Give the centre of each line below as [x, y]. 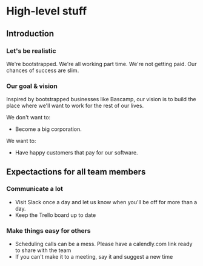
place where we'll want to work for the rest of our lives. [75, 106]
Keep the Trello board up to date [55, 215]
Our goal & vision [32, 86]
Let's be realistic [31, 51]
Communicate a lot [35, 189]
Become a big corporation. [48, 129]
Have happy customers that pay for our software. [76, 153]
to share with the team [43, 250]
